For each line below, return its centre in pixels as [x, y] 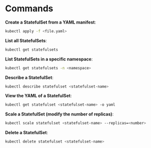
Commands [29, 9]
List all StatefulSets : [26, 40]
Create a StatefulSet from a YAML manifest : [51, 22]
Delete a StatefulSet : [27, 133]
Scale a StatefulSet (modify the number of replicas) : [60, 114]
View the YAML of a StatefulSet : [39, 96]
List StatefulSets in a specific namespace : [49, 59]
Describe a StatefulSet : [29, 77]
